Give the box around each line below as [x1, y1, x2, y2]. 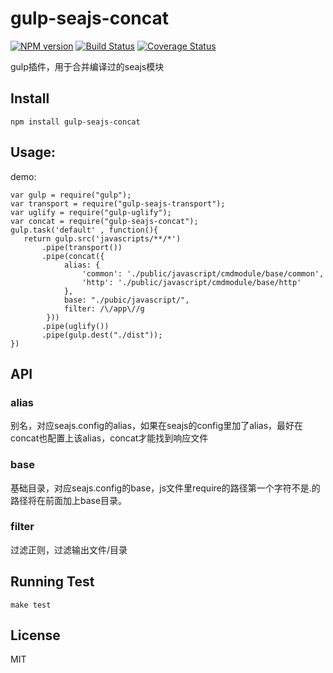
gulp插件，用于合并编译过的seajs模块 [10, 60, 165, 72]
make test [10, 600, 52, 610]
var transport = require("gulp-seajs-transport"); [10, 198, 226, 209]
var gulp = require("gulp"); [10, 190, 132, 200]
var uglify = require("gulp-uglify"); [10, 207, 172, 217]
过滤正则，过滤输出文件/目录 [10, 543, 128, 556]
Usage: [10, 144, 57, 161]
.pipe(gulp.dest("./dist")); [41, 330, 163, 340]
